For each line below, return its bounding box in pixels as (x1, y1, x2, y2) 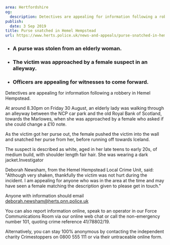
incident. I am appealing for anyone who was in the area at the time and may (5, 178, 164, 184)
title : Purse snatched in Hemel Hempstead (5, 28, 96, 33)
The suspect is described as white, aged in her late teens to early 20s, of (5, 146, 158, 152)
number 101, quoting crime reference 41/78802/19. (5, 219, 110, 225)
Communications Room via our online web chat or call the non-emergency (5, 213, 160, 220)
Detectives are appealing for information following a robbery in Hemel (5, 90, 151, 96)
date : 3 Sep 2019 (10, 23, 47, 29)
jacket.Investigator (5, 157, 44, 163)
